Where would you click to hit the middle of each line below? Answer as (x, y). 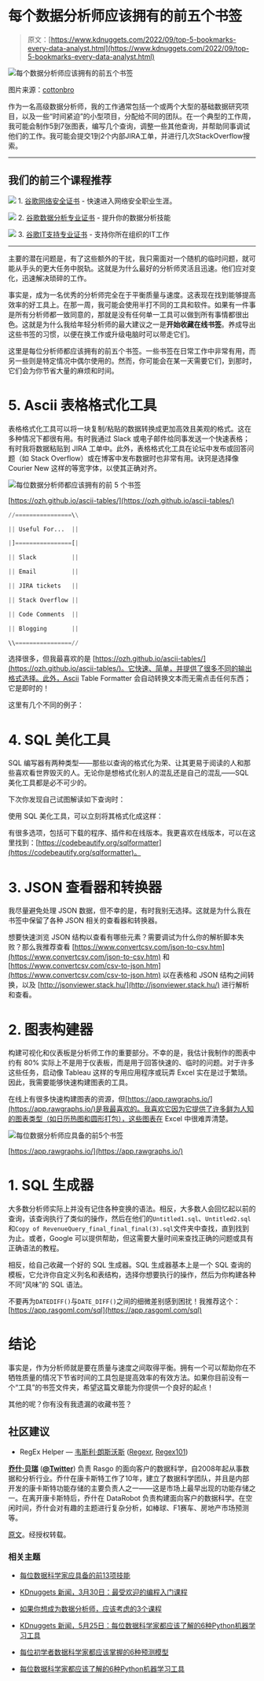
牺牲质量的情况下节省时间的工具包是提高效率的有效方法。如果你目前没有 (125, 1378)
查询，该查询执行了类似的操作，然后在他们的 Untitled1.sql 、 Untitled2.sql (130, 1219)
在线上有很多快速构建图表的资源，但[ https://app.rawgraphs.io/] (110, 1099)
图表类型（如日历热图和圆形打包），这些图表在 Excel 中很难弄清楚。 (124, 1119)
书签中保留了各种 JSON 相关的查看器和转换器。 (85, 920)
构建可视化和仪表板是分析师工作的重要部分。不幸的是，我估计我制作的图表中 (132, 1053)
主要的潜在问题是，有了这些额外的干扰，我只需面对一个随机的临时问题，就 (128, 258)
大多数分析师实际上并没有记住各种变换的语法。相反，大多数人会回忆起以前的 (132, 1209)
